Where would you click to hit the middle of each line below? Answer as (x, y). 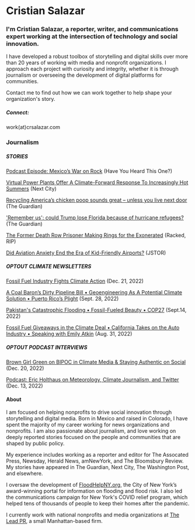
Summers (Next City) (31, 189)
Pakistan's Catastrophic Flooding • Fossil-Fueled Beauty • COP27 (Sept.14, (96, 310)
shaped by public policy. (35, 443)
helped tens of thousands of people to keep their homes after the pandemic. (98, 504)
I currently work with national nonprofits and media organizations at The (93, 515)
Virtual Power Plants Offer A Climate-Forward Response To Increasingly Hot (97, 182)
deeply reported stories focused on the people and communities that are (93, 437)
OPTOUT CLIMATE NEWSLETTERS (49, 266)
